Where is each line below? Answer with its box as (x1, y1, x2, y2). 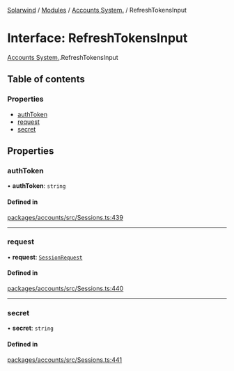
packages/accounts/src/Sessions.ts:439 (7, 213, 124, 221)
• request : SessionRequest (7, 253, 83, 261)
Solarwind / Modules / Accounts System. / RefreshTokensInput (7, 6, 187, 14)
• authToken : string (7, 182, 66, 190)
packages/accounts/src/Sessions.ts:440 (7, 285, 124, 293)
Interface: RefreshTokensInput (7, 31, 188, 46)
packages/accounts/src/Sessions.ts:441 (7, 355, 123, 364)
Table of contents (7, 73, 85, 86)
